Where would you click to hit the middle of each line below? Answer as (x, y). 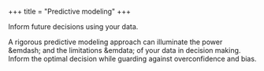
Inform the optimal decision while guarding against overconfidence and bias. (132, 59)
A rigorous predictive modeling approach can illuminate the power (115, 42)
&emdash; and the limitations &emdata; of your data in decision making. (125, 50)
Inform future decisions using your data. (73, 26)
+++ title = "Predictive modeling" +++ (70, 11)
